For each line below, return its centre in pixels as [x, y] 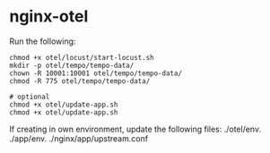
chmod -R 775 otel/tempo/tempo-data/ [80, 81]
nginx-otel [49, 17]
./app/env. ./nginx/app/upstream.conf [79, 138]
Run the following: [43, 41]
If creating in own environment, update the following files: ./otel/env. [135, 129]
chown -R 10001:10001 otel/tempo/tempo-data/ [96, 73]
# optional [30, 97]
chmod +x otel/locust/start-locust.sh [82, 57]
